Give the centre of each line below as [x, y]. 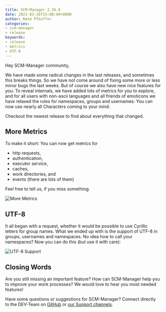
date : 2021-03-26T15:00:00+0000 [38, 14]
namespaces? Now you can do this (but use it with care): [63, 242]
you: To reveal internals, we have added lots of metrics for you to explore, [80, 91]
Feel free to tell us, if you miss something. [48, 189]
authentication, [27, 158]
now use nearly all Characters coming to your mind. [58, 106]
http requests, [26, 153]
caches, [20, 169]
